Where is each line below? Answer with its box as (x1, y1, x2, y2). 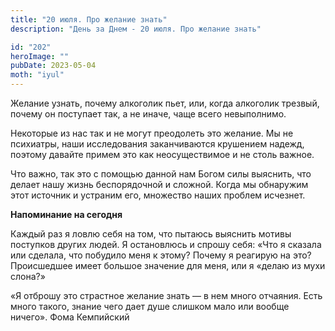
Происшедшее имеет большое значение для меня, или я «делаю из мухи (10, 260, 326, 271)
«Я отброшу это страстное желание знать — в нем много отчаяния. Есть (10, 290, 323, 301)
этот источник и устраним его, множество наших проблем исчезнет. (10, 189, 306, 201)
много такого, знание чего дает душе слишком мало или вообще (10, 301, 290, 312)
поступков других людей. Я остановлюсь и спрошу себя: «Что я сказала (10, 239, 322, 250)
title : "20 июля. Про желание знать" (10, 14, 168, 25)
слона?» (10, 271, 46, 282)
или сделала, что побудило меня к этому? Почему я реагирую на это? (10, 249, 312, 261)
